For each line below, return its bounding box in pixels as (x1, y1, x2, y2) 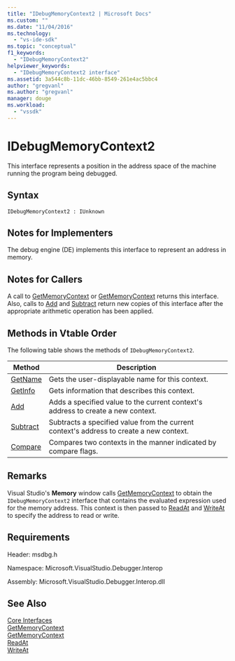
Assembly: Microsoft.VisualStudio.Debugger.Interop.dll (7, 577, 166, 586)
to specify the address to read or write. (7, 511, 120, 519)
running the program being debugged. (7, 169, 117, 178)
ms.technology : (7, 29, 52, 37)
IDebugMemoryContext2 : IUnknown (7, 208, 105, 215)
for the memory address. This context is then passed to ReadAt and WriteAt (7, 503, 225, 512)
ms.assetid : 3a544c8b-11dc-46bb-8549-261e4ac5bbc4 (7, 75, 158, 83)
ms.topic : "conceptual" (7, 43, 77, 50)
